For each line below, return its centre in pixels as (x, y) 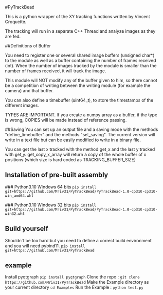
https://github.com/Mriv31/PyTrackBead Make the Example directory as (77, 282)
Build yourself (27, 229)
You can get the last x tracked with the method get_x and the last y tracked (80, 149)
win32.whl (15, 214)
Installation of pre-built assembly (57, 175)
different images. (22, 105)
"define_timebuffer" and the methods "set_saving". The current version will (80, 135)
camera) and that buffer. (29, 91)
